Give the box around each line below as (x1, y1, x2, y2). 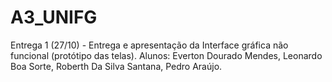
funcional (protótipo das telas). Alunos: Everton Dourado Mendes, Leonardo (10, 49, 323, 61)
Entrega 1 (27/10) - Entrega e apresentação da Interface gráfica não (10, 39, 289, 51)
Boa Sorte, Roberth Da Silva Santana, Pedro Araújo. (10, 60, 223, 72)
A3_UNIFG (10, 6, 98, 29)
